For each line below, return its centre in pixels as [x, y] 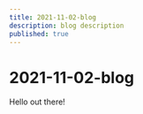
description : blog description [67, 26]
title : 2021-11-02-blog [53, 17]
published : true [39, 34]
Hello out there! [38, 102]
